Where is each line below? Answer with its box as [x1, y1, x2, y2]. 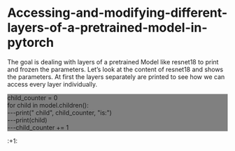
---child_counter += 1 [7, 123, 69, 131]
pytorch [7, 35, 55, 50]
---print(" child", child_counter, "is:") [7, 108, 112, 117]
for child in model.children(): [7, 101, 89, 109]
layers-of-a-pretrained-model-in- [7, 20, 208, 36]
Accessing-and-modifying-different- [7, 5, 228, 21]
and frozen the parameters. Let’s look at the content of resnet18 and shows [7, 65, 224, 73]
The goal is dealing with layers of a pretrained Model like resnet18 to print [7, 57, 219, 66]
